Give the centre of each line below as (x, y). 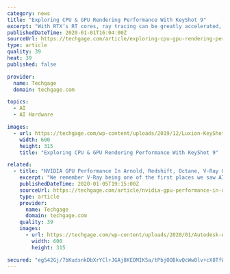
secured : (20, 260)
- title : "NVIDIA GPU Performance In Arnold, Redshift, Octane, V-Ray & (119, 171)
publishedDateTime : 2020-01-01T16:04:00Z (67, 33)
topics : (18, 102)
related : (20, 165)
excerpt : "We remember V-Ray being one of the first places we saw (117, 178)
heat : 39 (20, 58)
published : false (32, 64)
